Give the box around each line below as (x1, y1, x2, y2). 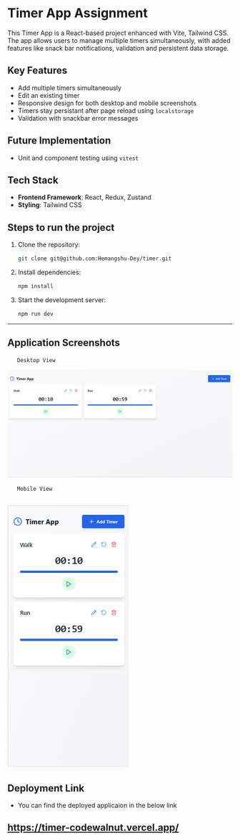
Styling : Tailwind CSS (17, 201, 82, 209)
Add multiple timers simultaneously (17, 84, 121, 92)
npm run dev (17, 310, 54, 317)
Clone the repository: (17, 241, 81, 249)
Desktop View (16, 356, 56, 364)
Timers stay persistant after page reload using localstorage (17, 106, 194, 115)
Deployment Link (7, 782, 84, 794)
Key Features (7, 64, 68, 76)
